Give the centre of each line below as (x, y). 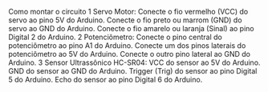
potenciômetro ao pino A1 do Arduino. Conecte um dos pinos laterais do (127, 46)
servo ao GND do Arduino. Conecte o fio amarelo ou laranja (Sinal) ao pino (131, 28)
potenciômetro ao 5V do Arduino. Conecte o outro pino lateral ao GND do (130, 54)
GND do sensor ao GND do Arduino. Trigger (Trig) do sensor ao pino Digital (133, 71)
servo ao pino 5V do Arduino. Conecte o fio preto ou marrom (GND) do (125, 20)
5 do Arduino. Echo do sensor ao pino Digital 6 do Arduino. (106, 80)
